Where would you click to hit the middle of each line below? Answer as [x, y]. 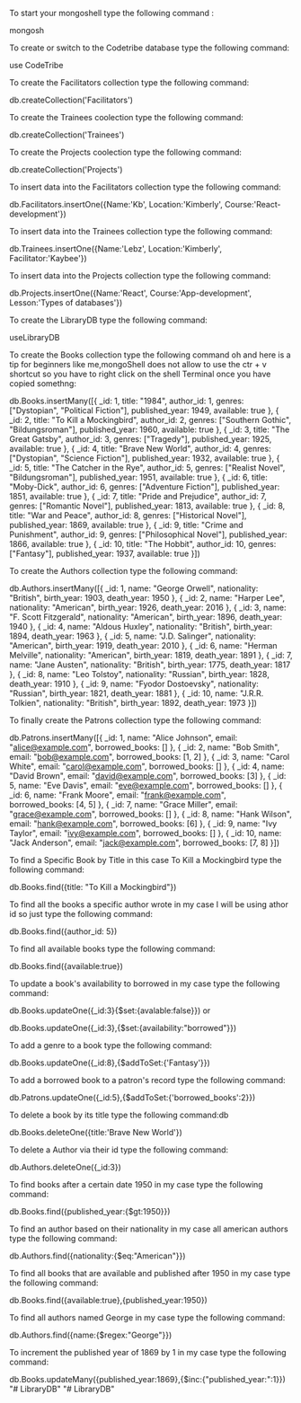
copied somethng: [43, 384]
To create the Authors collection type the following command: [124, 571]
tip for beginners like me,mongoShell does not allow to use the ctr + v [138, 364]
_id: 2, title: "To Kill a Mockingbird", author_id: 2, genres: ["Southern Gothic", [150, 420]
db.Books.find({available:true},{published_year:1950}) [109, 1300]
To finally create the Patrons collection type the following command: [136, 720]
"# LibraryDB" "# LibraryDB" [62, 1389]
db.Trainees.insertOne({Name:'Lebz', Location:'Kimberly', [116, 249]
